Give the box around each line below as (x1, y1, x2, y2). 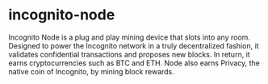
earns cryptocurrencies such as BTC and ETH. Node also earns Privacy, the (8, 58, 261, 68)
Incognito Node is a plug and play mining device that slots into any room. (8, 32, 250, 42)
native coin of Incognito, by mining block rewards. (8, 66, 175, 76)
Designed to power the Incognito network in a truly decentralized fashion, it (8, 40, 260, 50)
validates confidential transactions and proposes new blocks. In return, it (8, 49, 250, 59)
